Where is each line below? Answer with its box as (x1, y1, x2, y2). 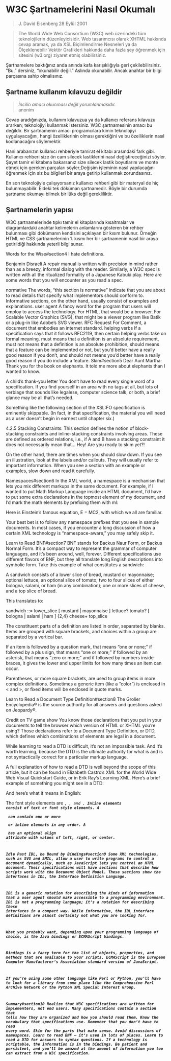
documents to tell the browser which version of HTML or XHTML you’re (6, 722, 156, 728)
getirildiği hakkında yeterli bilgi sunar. (6, 241, 84, 247)
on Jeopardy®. (6, 707, 37, 713)
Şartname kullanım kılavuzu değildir (6, 88, 123, 97)
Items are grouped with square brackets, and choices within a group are (6, 628, 157, 634)
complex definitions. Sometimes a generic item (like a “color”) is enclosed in (6, 681, 165, 687)
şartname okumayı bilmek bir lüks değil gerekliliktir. (6, 191, 113, 197)
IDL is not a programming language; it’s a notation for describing (6, 899, 154, 905)
